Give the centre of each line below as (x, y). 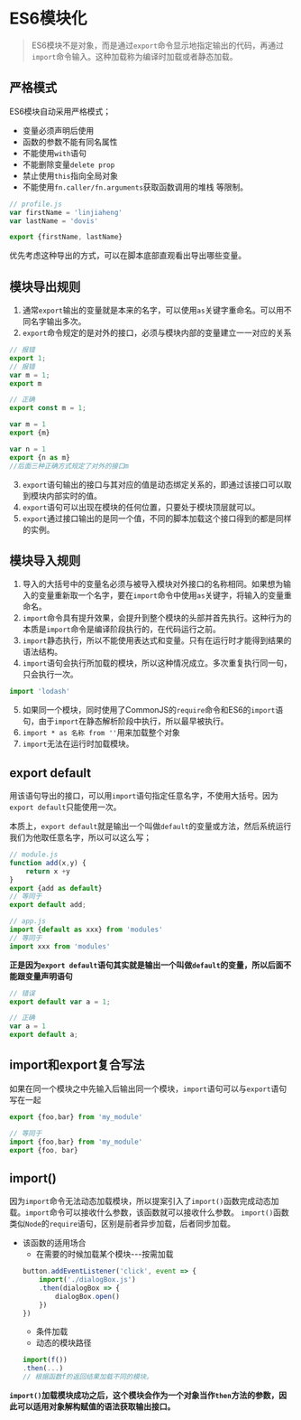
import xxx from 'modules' (60, 946)
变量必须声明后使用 (58, 130)
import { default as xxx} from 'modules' (87, 930)
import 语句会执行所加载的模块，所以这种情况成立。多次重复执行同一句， (157, 663)
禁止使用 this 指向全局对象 (70, 175)
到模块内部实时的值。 (62, 495)
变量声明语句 (49, 976)
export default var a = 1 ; (60, 1002)
